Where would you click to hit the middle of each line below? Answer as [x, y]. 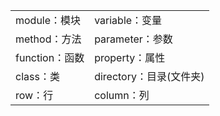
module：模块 [48, 20]
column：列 [122, 95]
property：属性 [130, 57]
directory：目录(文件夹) [149, 76]
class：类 [37, 76]
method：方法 [48, 39]
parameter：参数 [133, 39]
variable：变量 [128, 20]
